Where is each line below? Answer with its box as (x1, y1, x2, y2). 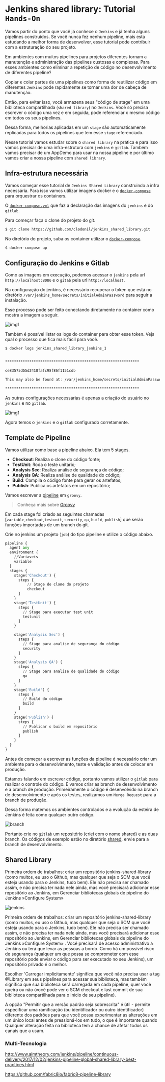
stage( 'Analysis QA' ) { (14, 660, 63, 665)
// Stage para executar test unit (23, 610, 93, 615)
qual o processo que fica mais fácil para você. (5, 337, 99, 343)
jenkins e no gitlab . (5, 400, 47, 406)
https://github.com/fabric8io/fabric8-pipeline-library (5, 1071, 111, 1077)
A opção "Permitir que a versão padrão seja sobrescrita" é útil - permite (5, 1001, 151, 1007)
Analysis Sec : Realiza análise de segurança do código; (12, 466, 124, 472)
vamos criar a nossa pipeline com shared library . (5, 155, 107, 161)
